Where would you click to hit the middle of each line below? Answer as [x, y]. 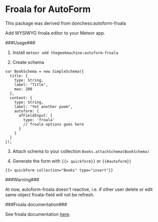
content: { [21, 98]
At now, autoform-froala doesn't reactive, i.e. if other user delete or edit [79, 189]
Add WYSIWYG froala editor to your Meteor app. [55, 33]
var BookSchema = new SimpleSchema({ [45, 71]
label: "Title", [31, 85]
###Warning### [22, 179]
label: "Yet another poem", [43, 107]
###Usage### [20, 43]
